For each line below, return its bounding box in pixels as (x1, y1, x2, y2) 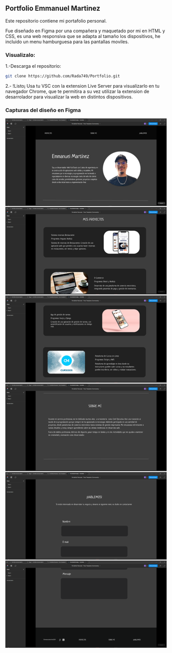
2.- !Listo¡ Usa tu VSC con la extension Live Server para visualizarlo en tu (5, 83, 160, 89)
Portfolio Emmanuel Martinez (5, 4, 101, 13)
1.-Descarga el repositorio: (5, 63, 61, 69)
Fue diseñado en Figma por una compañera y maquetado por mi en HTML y (5, 28, 165, 34)
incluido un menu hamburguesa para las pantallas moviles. (5, 38, 129, 45)
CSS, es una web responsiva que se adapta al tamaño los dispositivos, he (5, 33, 161, 39)
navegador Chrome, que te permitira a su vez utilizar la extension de (5, 88, 149, 94)
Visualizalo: (5, 51, 36, 58)
